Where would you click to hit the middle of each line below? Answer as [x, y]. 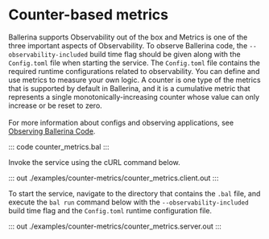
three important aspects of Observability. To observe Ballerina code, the [128, 45]
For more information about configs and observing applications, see [121, 122]
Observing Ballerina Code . [52, 131]
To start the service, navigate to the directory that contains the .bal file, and [134, 193]
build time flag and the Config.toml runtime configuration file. [110, 210]
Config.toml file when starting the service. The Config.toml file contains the [134, 63]
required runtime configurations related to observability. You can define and [134, 71]
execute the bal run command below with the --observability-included [128, 202]
